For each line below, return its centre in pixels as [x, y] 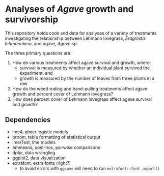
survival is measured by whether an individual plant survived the [85, 68]
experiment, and [36, 73]
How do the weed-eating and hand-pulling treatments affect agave [80, 88]
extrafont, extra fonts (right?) [41, 163]
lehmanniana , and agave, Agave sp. [41, 43]
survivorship [32, 19]
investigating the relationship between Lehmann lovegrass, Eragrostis [76, 38]
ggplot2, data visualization [39, 158]
